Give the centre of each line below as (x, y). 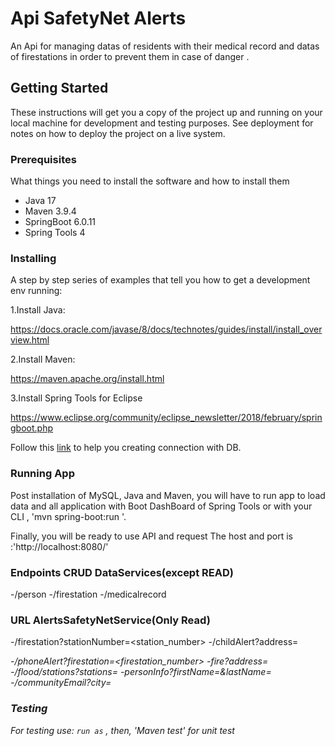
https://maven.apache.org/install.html (87, 379)
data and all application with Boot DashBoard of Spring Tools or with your (161, 506)
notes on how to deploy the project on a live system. (118, 133)
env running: (36, 291)
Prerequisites (43, 159)
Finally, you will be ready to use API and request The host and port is (151, 536)
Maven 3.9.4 (50, 211)
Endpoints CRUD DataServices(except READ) (122, 572)
